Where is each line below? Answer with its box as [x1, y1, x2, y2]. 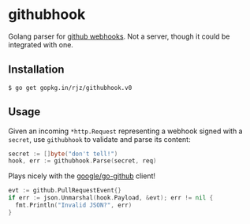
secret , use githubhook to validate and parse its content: [8, 134, 191, 144]
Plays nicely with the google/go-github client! [8, 171, 156, 181]
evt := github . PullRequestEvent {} [8, 187, 122, 195]
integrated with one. [8, 39, 73, 49]
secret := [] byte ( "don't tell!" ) [8, 150, 118, 158]
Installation [8, 63, 65, 77]
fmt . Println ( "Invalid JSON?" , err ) [15, 201, 132, 210]
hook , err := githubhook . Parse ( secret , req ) [8, 157, 157, 165]
